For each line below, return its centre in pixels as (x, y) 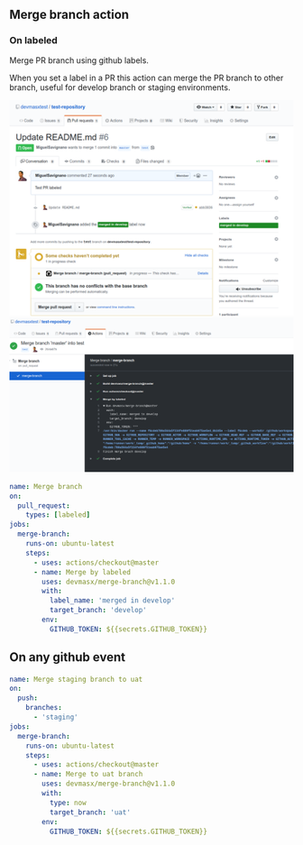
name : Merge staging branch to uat (76, 679)
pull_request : (44, 505)
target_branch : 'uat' (90, 812)
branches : (44, 708)
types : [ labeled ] (58, 515)
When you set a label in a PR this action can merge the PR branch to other (147, 78)
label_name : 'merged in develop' (112, 601)
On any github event (68, 657)
